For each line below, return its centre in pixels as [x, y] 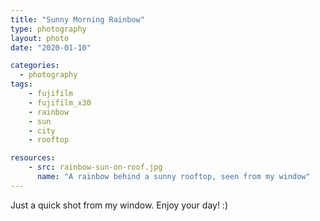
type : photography [48, 29]
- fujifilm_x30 [60, 102]
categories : [35, 66]
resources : [33, 158]
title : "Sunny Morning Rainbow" [77, 19]
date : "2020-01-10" [51, 47]
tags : [21, 84]
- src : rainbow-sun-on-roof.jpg [95, 167]
